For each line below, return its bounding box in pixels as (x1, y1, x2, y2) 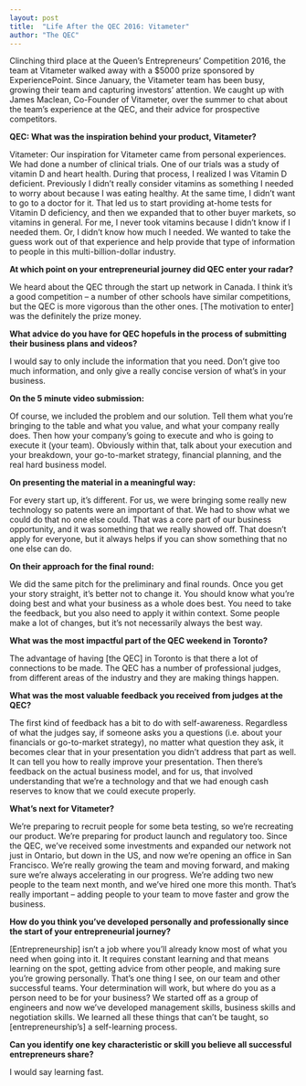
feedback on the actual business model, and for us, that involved (9, 766, 253, 777)
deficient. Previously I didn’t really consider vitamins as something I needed (9, 178, 294, 189)
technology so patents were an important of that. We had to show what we (9, 505, 290, 516)
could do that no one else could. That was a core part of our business (9, 514, 272, 526)
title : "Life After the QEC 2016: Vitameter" (9, 22, 190, 31)
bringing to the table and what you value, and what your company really (9, 421, 280, 431)
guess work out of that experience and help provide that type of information (9, 237, 295, 248)
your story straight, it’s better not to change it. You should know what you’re (9, 589, 295, 600)
